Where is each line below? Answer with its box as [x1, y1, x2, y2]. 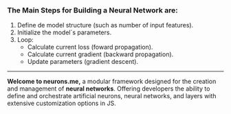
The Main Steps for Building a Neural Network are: [7, 5, 178, 15]
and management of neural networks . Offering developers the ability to [7, 84, 210, 93]
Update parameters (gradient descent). [27, 58, 139, 66]
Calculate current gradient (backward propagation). [27, 50, 174, 58]
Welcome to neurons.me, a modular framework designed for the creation [7, 78, 217, 86]
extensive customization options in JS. [7, 99, 116, 108]
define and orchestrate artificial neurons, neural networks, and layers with [7, 92, 217, 100]
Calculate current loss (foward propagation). [27, 43, 153, 52]
